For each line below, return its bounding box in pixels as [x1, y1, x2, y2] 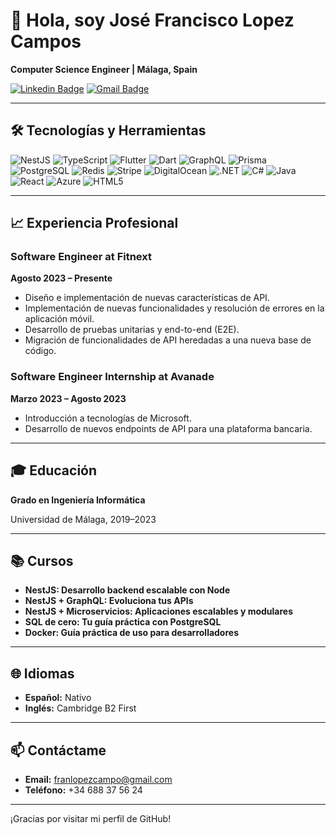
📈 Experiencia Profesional [10, 215, 179, 232]
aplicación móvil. [24, 313, 95, 325]
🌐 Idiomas [10, 665, 75, 682]
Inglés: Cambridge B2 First [24, 702, 137, 714]
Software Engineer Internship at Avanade [10, 370, 215, 384]
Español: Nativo [24, 692, 92, 704]
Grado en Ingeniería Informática [10, 494, 146, 506]
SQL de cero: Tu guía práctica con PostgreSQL [24, 616, 222, 628]
